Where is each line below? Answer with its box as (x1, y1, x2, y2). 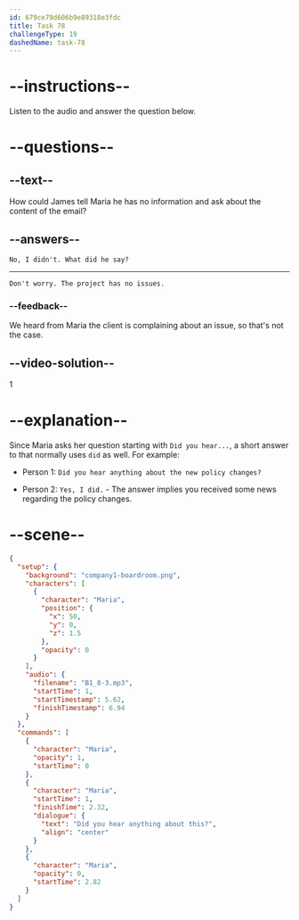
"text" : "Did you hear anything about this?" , (41, 819, 217, 828)
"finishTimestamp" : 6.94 (32, 703, 125, 712)
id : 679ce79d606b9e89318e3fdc (9, 12, 122, 22)
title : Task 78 (9, 21, 66, 30)
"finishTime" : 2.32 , (32, 803, 109, 812)
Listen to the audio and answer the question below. (9, 106, 197, 117)
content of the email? (9, 206, 87, 217)
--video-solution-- (9, 355, 115, 370)
